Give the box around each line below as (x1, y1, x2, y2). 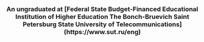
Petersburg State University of (22, 20, 115, 29)
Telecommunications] (115, 20, 183, 29)
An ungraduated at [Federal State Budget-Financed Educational (6, 5, 199, 13)
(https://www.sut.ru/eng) (63, 27, 141, 36)
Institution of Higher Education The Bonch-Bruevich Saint (15, 12, 190, 21)
